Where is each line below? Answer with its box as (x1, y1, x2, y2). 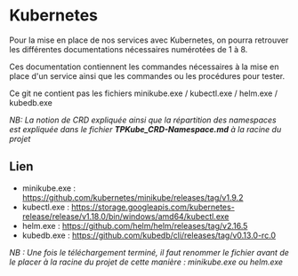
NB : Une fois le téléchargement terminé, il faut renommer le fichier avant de (9, 247, 289, 257)
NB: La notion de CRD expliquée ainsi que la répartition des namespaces (9, 114, 278, 125)
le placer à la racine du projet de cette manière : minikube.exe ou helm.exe (9, 256, 283, 267)
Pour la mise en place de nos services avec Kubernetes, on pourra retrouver (9, 35, 289, 45)
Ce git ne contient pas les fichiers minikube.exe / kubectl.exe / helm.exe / (9, 88, 278, 99)
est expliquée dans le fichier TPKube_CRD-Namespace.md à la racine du (9, 123, 282, 134)
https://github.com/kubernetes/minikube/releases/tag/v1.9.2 (21, 192, 244, 202)
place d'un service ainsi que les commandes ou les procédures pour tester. (9, 70, 286, 81)
